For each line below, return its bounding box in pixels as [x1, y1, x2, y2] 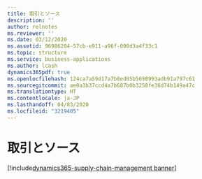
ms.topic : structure [7, 50, 68, 57]
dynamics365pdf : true [7, 69, 71, 76]
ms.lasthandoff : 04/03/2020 [7, 101, 89, 108]
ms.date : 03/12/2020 [7, 36, 68, 43]
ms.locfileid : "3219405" [7, 108, 80, 115]
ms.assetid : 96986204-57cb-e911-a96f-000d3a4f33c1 [7, 43, 158, 50]
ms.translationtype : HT [7, 88, 77, 95]
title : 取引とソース [7, 10, 61, 17]
